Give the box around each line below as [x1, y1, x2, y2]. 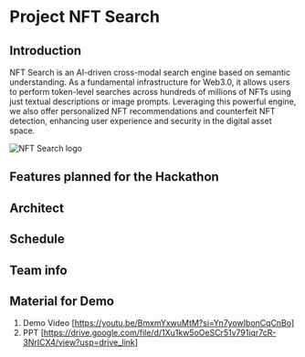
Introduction [9, 43, 82, 58]
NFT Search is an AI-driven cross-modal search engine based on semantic [9, 67, 290, 78]
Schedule [9, 231, 66, 247]
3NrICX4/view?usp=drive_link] [22, 337, 139, 348]
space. [9, 125, 36, 136]
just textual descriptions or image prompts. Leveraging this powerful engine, [9, 96, 297, 107]
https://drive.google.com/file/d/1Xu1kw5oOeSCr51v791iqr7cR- [43, 327, 277, 339]
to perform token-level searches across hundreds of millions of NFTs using [9, 87, 292, 97]
